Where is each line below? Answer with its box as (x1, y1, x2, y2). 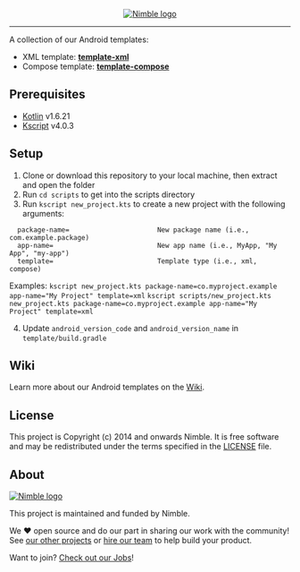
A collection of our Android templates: (9, 34, 149, 45)
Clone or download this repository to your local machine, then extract (21, 170, 279, 181)
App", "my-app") (9, 249, 70, 258)
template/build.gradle (21, 334, 107, 343)
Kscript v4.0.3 (21, 120, 74, 131)
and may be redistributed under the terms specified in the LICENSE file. (9, 441, 272, 452)
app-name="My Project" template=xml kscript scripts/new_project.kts (9, 291, 272, 300)
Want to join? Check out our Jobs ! (9, 552, 134, 563)
